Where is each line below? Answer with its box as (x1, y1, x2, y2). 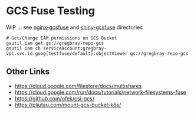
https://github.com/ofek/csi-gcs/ (14, 95, 95, 102)
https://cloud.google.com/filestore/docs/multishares (14, 82, 142, 89)
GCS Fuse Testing (6, 4, 96, 18)
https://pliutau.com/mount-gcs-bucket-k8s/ (14, 101, 121, 108)
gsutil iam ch (6, 45, 41, 51)
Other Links (6, 67, 50, 77)
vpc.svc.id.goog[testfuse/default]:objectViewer (6, 50, 128, 57)
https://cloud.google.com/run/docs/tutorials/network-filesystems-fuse (14, 89, 186, 96)
